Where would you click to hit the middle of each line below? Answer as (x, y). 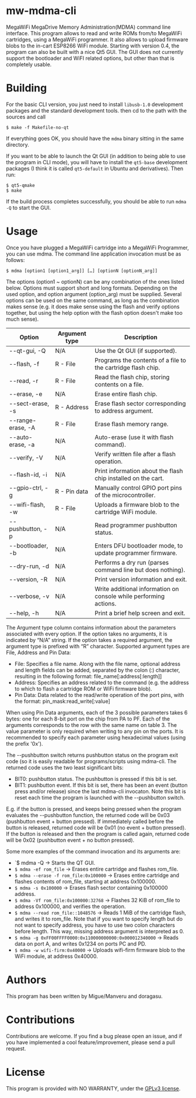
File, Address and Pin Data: (38, 652)
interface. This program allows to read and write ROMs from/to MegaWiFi (94, 33)
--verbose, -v (29, 596)
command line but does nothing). (140, 570)
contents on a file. (119, 384)
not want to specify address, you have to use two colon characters (94, 925)
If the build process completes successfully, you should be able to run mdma (96, 201)
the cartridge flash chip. (127, 368)
